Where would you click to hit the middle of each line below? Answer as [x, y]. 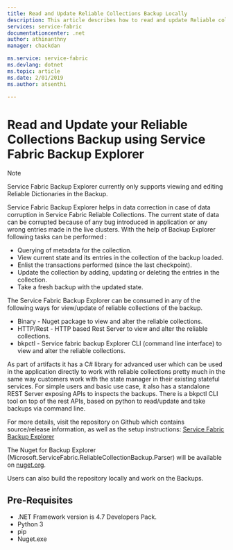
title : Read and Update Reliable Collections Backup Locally [97, 14]
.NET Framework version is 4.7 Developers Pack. [87, 517]
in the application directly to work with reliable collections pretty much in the [116, 372]
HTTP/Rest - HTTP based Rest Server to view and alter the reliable [112, 329]
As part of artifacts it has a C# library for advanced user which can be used [115, 364]
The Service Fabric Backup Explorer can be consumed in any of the [104, 301]
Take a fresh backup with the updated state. [80, 287]
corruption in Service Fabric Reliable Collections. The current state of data [113, 215]
